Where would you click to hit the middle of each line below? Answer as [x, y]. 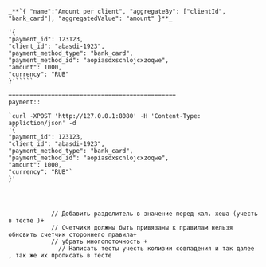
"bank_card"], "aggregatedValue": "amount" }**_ [90, 18]
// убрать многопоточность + [99, 241]
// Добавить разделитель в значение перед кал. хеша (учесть [155, 214]
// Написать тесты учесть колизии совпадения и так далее [156, 249]
